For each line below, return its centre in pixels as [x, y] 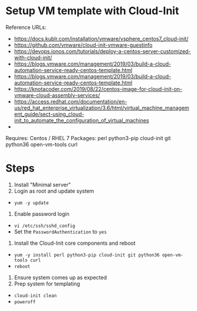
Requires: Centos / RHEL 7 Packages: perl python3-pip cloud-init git [88, 138]
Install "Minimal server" [42, 184]
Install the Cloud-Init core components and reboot [75, 243]
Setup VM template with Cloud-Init [92, 11]
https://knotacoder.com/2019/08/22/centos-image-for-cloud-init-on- [98, 89]
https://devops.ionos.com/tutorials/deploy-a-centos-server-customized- [102, 51]
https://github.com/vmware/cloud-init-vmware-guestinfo [83, 45]
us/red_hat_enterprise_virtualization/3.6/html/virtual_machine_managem [101, 108]
